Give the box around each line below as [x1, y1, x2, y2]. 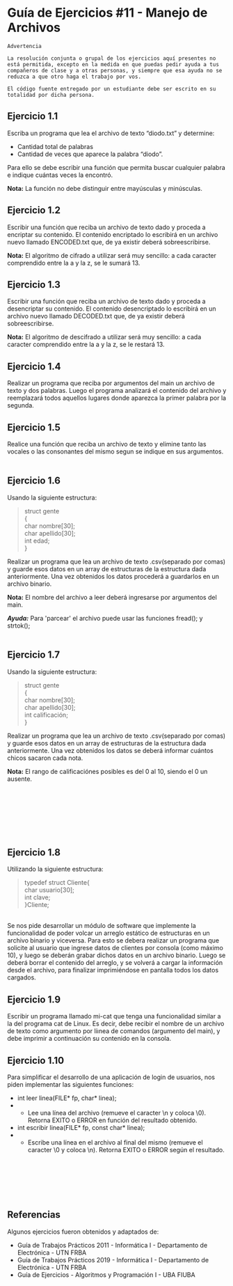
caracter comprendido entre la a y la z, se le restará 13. [7, 340, 165, 349]
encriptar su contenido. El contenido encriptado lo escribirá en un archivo [7, 230, 218, 238]
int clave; [24, 893, 51, 901]
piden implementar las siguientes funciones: [7, 1080, 134, 1089]
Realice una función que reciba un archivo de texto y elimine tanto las [7, 440, 207, 448]
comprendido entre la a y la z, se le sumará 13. [7, 258, 140, 267]
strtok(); [7, 621, 31, 630]
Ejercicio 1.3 [7, 279, 61, 290]
